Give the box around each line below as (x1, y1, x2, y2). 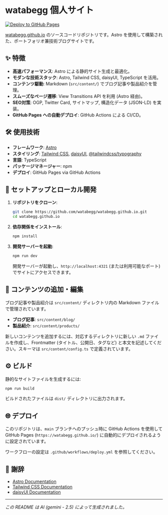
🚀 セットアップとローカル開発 (5, 185, 96, 194)
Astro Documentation (12, 479, 56, 485)
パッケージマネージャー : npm (12, 163, 72, 169)
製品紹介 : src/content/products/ (12, 323, 80, 329)
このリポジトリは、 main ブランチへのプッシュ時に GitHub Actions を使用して (5, 426, 163, 432)
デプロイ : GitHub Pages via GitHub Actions (12, 169, 101, 175)
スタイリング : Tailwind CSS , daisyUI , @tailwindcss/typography (12, 150, 141, 156)
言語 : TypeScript (12, 157, 46, 163)
